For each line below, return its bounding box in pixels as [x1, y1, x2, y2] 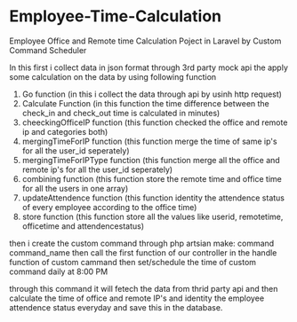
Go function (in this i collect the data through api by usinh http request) [21, 89, 283, 99]
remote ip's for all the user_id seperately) [21, 164, 173, 175]
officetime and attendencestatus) [21, 220, 145, 232]
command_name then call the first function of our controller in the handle [9, 247, 277, 258]
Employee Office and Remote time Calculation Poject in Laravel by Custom [9, 35, 282, 46]
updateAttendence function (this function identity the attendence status [21, 192, 285, 203]
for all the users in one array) [21, 183, 129, 193]
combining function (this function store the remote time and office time [21, 173, 282, 184]
